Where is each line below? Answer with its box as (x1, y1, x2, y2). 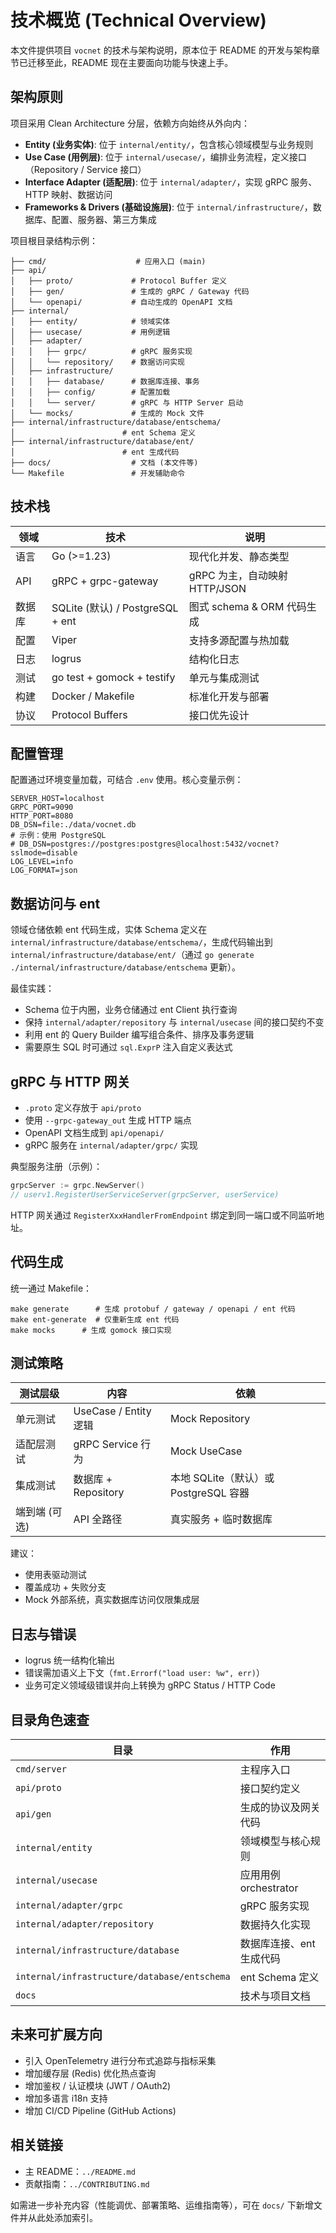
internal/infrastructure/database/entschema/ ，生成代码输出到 (10, 936, 273, 948)
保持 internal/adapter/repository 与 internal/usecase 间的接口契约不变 (24, 1016, 325, 1028)
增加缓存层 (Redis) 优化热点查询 (24, 2067, 157, 2079)
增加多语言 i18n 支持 (24, 2092, 108, 2104)
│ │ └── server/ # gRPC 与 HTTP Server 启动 (10, 397, 244, 408)
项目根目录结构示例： (10, 234, 98, 246)
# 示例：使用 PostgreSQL (10, 831, 107, 841)
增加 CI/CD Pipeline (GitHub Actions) (24, 2104, 177, 2116)
